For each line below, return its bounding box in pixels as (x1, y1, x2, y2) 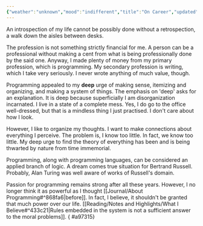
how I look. (6, 113, 34, 121)
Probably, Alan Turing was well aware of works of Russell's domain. (6, 169, 175, 176)
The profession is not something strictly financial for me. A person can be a (6, 44, 194, 51)
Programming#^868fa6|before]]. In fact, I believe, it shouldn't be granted (6, 193, 187, 201)
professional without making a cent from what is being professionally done (6, 50, 192, 58)
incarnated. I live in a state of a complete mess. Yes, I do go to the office (6, 101, 186, 108)
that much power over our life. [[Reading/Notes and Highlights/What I (6, 200, 179, 207)
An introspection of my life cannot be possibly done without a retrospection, (6, 25, 196, 33)
